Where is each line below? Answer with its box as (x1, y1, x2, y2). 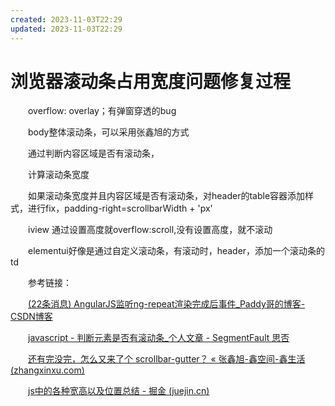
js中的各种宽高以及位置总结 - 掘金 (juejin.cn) (28, 385, 210, 397)
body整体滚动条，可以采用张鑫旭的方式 (27, 126, 190, 138)
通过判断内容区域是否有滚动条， (27, 147, 160, 160)
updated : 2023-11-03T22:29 (10, 24, 123, 34)
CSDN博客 (10, 311, 53, 323)
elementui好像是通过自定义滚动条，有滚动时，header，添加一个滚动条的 (27, 245, 326, 257)
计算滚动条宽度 (27, 169, 90, 181)
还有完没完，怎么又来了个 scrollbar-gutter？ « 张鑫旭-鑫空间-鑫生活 (28, 353, 306, 365)
